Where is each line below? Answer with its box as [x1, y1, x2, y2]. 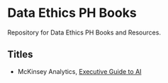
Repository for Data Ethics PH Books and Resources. [7, 28, 162, 37]
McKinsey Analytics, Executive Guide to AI [17, 67, 142, 75]
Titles [7, 49, 33, 60]
